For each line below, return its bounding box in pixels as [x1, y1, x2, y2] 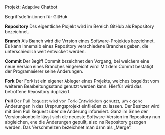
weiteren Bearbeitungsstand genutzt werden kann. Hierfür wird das [5, 83, 142, 89]
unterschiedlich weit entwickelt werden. [5, 49, 86, 54]
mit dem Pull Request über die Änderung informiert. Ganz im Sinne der [5, 108, 148, 114]
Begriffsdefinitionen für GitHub [5, 14, 67, 19]
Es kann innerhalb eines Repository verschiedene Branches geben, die [5, 43, 149, 49]
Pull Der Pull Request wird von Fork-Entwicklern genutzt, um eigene [5, 98, 143, 104]
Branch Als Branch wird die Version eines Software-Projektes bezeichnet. [5, 38, 155, 44]
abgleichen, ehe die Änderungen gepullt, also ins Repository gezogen [5, 119, 147, 125]
